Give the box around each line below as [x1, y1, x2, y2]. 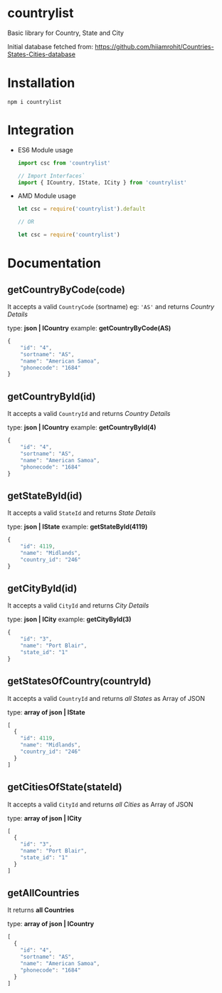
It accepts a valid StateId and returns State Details [7, 509, 157, 517]
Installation [7, 75, 75, 91]
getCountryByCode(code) [7, 284, 126, 296]
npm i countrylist [7, 98, 62, 105]
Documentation [7, 255, 102, 271]
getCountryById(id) [7, 390, 96, 402]
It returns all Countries [7, 906, 75, 915]
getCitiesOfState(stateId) [7, 781, 122, 794]
